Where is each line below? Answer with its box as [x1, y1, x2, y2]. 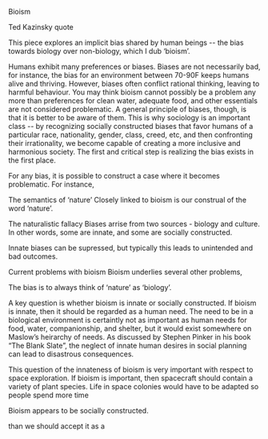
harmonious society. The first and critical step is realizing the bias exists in [8, 147, 254, 156]
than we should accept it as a [8, 421, 106, 431]
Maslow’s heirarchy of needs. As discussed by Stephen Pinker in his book [8, 332, 251, 341]
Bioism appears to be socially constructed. [8, 406, 150, 415]
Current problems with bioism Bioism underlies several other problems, [8, 268, 242, 276]
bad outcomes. [8, 252, 58, 261]
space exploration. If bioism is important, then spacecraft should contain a [8, 373, 254, 383]
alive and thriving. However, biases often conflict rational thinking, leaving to [8, 79, 260, 88]
